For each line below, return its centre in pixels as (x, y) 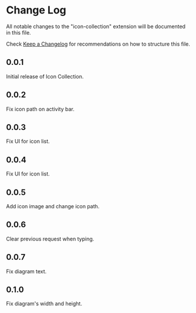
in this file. (18, 32)
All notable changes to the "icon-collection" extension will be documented (96, 26)
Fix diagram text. (26, 271)
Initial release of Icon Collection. (45, 76)
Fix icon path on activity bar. (40, 109)
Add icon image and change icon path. (53, 206)
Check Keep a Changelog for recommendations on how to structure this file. (98, 44)
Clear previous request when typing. (50, 239)
